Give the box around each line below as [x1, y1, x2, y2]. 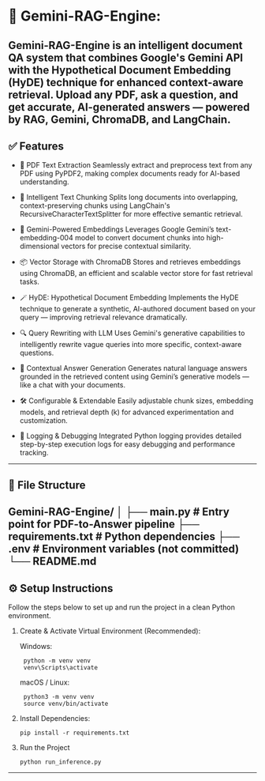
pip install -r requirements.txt [19, 729, 130, 737]
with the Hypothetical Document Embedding [8, 63, 231, 77]
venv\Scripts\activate [23, 663, 99, 671]
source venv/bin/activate [23, 700, 109, 707]
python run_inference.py [19, 758, 102, 766]
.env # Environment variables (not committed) [8, 542, 239, 556]
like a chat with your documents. [19, 380, 126, 390]
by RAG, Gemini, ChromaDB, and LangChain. [8, 112, 231, 126]
